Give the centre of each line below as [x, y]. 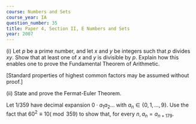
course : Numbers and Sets [38, 12]
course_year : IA [26, 17]
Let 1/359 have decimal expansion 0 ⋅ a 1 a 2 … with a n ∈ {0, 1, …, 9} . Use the [97, 105]
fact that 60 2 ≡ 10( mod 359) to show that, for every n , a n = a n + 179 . [90, 114]
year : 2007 [20, 34]
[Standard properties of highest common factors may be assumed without [98, 75]
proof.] [14, 82]
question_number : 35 [32, 23]
